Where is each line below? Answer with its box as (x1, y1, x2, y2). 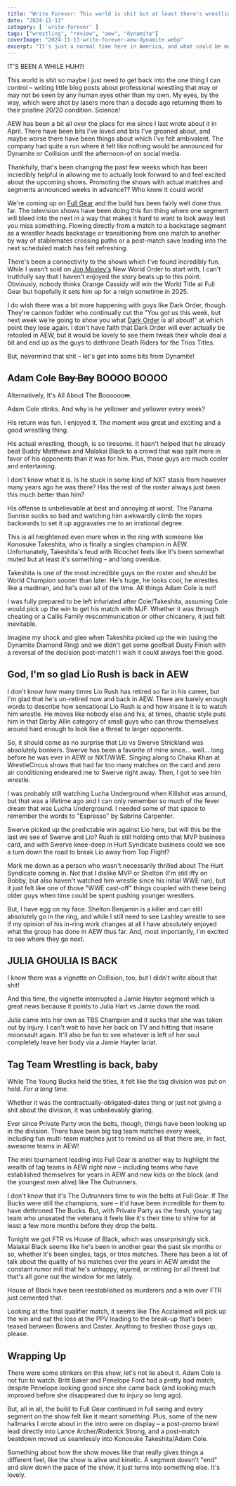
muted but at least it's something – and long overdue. (7, 555, 162, 563)
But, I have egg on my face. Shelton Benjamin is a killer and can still (7, 904, 202, 913)
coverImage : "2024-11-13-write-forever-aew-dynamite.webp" (7, 37, 184, 44)
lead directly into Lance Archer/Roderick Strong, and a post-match (7, 1427, 200, 1435)
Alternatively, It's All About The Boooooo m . (7, 391, 132, 399)
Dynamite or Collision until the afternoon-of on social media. (7, 149, 182, 158)
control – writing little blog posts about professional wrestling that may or (7, 84, 218, 91)
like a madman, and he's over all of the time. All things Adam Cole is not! (7, 583, 216, 591)
